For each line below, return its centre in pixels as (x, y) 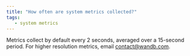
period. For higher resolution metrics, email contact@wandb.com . (88, 46)
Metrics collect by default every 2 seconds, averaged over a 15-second (95, 40)
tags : (13, 17)
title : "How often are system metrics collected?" (72, 12)
